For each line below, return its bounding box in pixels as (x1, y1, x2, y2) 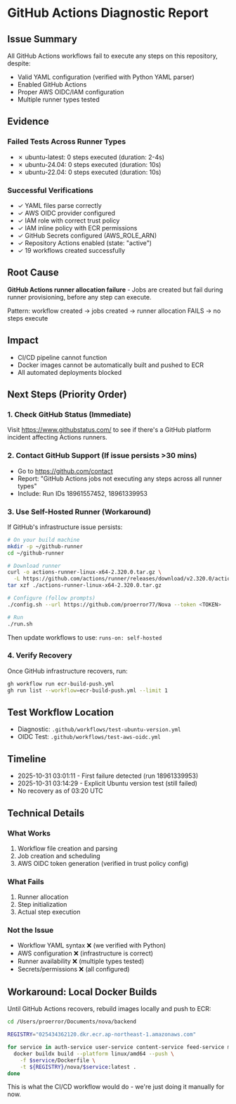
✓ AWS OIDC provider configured (17, 209, 116, 217)
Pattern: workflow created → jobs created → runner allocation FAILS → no (7, 306, 221, 315)
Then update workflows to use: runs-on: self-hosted (7, 633, 162, 642)
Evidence (7, 116, 49, 128)
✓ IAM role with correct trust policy (17, 216, 120, 225)
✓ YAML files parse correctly (17, 201, 102, 209)
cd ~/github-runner (7, 550, 65, 557)
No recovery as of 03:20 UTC (17, 787, 103, 795)
